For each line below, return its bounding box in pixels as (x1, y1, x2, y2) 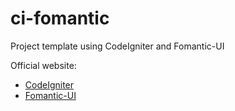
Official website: (10, 59, 77, 71)
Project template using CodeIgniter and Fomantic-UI (10, 40, 225, 52)
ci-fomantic (10, 7, 110, 30)
